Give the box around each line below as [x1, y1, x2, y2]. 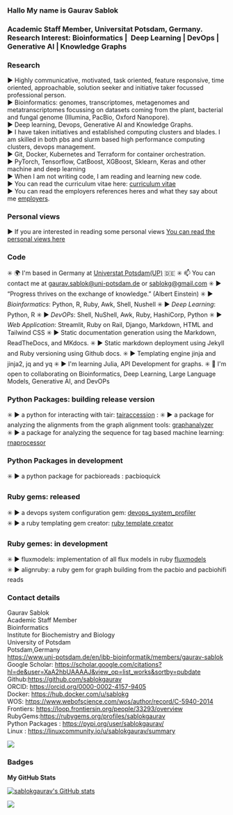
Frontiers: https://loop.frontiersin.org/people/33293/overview [7, 705, 183, 713]
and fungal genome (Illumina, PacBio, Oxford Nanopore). [7, 113, 170, 122]
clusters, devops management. [7, 143, 96, 151]
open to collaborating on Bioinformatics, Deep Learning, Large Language [7, 370, 216, 378]
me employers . [7, 194, 50, 203]
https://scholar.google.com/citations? [54, 660, 162, 669]
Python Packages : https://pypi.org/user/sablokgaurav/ [7, 720, 165, 728]
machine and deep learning [7, 165, 86, 173]
